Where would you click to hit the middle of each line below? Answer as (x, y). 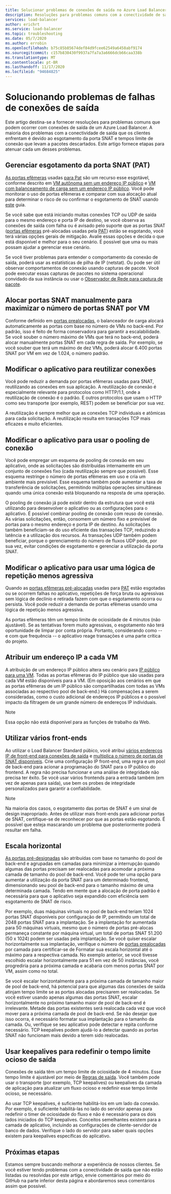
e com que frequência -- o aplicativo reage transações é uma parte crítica (83, 636)
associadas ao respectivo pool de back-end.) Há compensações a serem (82, 691)
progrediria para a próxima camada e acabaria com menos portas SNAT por (85, 966)
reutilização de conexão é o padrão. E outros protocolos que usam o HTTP (83, 398)
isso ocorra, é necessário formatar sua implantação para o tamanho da (80, 1019)
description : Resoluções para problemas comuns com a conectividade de (83, 15)
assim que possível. (26, 1186)
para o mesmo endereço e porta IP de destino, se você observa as (75, 220)
